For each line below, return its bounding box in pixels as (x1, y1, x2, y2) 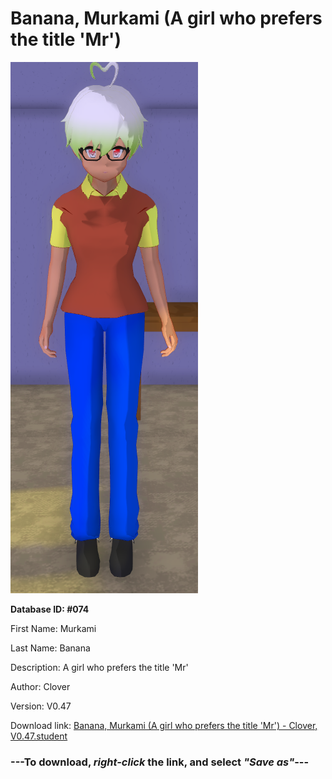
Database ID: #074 (10, 603, 90, 615)
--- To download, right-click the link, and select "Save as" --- (10, 755, 310, 769)
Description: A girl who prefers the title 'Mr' (10, 661, 189, 673)
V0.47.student (10, 730, 68, 742)
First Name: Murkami (10, 622, 97, 634)
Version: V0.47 (10, 700, 72, 712)
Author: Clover (10, 680, 71, 692)
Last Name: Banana (10, 642, 91, 654)
